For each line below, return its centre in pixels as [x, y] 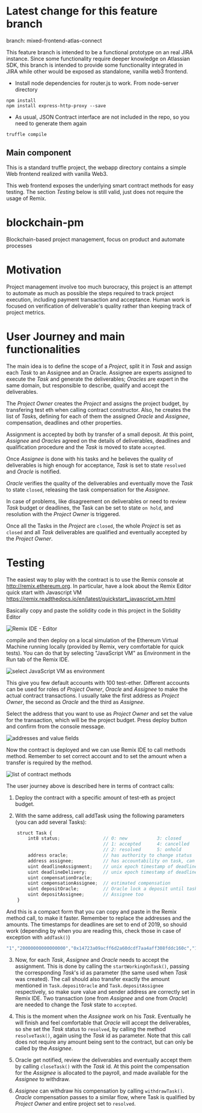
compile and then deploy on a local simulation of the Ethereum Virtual [92, 640]
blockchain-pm [45, 223]
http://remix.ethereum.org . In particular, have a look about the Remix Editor [99, 586]
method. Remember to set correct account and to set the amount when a [96, 756]
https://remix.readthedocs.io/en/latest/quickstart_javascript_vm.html [91, 599]
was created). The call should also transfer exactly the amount [92, 979]
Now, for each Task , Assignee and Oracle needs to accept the [92, 959]
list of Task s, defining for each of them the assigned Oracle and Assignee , [98, 416]
